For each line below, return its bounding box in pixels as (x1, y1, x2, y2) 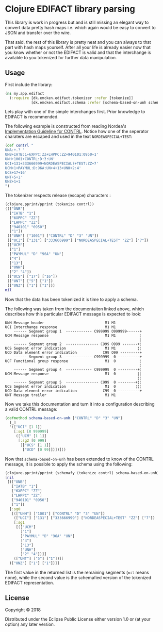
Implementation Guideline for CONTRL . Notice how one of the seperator (5, 129, 149, 134)
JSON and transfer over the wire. (5, 30, 71, 35)
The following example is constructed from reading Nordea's (5, 123, 127, 129)
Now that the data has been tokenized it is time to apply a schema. (5, 296, 138, 302)
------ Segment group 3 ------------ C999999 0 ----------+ (14, 354, 142, 359)
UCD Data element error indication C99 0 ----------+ (5, 388, 142, 393)
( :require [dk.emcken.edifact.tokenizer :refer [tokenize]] (9, 96, 133, 100)
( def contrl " (5, 143, 34, 148)
